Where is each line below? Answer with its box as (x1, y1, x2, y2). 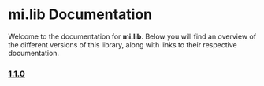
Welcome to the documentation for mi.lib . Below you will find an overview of (8, 32, 257, 41)
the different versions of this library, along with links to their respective (8, 39, 238, 49)
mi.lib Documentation (8, 6, 153, 24)
